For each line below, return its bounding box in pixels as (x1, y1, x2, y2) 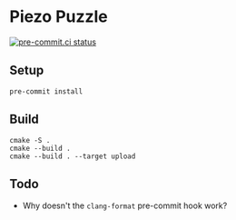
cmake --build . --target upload (9, 152, 136, 161)
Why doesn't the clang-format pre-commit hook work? (22, 200, 228, 211)
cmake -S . (9, 135, 51, 145)
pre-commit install (9, 86, 84, 96)
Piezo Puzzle (9, 6, 109, 27)
